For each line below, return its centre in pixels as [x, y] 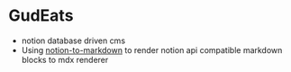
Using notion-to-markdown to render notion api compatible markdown [152, 49]
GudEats [41, 16]
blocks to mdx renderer [65, 59]
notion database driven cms [73, 40]
